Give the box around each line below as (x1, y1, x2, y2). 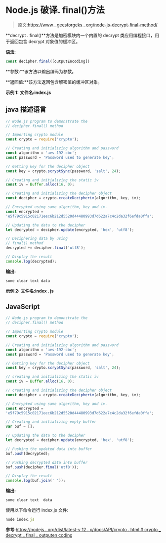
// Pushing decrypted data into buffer (5, 460, 88, 465)
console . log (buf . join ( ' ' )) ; (5, 478, 66, 483)
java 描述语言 (5, 105, 46, 114)
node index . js (5, 517, 35, 522)
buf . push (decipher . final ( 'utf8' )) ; (5, 464, 79, 470)
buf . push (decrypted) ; (5, 451, 50, 456)
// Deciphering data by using (5, 236, 68, 241)
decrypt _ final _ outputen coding (5, 532, 73, 538)
